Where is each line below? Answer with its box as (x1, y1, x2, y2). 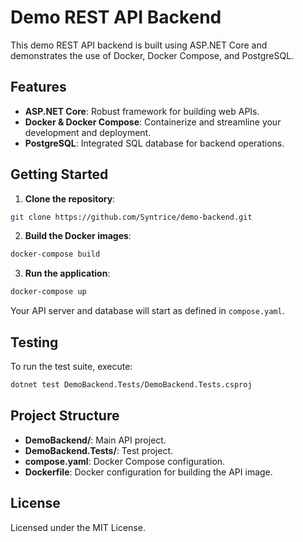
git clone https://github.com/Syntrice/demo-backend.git (10, 212, 253, 222)
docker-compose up (10, 287, 87, 297)
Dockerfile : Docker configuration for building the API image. (24, 466, 273, 478)
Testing (10, 334, 59, 351)
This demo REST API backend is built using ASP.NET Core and (10, 39, 268, 51)
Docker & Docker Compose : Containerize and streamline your (24, 116, 282, 128)
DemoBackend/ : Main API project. (24, 434, 167, 446)
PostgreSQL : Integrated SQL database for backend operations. (24, 137, 285, 149)
